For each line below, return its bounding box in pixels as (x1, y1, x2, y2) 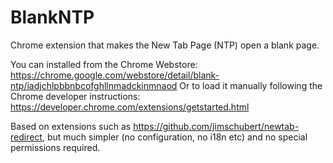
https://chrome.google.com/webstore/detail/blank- (10, 69, 220, 81)
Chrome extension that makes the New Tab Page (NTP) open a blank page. (10, 39, 320, 51)
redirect (10, 131, 43, 143)
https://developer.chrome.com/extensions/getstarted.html (10, 101, 250, 113)
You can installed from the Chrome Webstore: (10, 58, 198, 70)
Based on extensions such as (10, 120, 132, 132)
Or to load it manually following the (179, 79, 323, 91)
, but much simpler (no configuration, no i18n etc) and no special (41, 131, 308, 143)
